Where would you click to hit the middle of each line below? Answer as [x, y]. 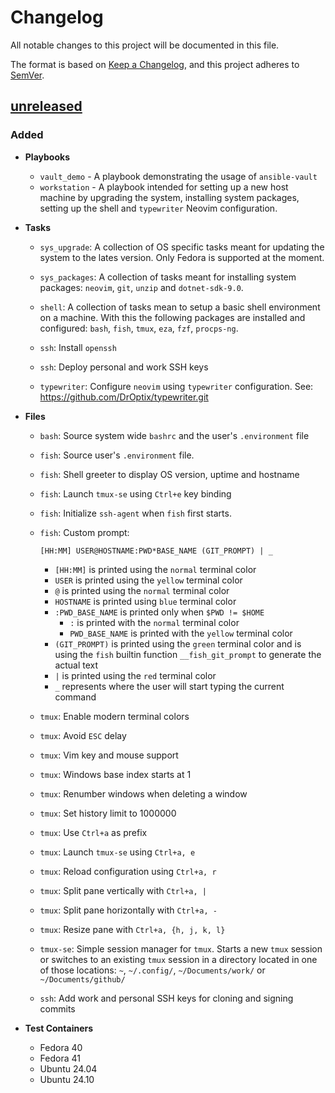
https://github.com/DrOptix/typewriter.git [124, 397]
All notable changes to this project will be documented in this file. [145, 45]
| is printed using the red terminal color [135, 675]
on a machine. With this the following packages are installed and [172, 317]
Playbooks [47, 157]
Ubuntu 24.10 [67, 1079]
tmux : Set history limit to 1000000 [108, 813]
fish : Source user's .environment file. [117, 455]
